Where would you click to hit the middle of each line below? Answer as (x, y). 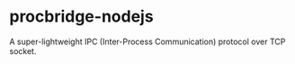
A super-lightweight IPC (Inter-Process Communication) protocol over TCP (147, 41)
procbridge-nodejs (82, 17)
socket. (23, 50)
